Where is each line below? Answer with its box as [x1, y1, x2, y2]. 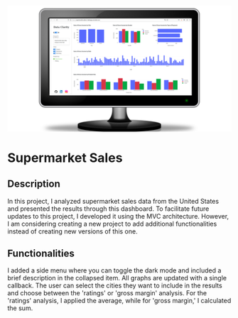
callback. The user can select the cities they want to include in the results [7, 281, 222, 290]
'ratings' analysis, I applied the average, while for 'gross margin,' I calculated [7, 297, 232, 305]
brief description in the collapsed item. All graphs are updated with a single [7, 274, 227, 283]
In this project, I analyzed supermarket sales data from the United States [7, 197, 219, 205]
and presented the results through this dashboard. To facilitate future [7, 204, 210, 213]
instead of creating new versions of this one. [7, 226, 138, 236]
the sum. [7, 304, 33, 312]
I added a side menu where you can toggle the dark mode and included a [7, 266, 222, 275]
